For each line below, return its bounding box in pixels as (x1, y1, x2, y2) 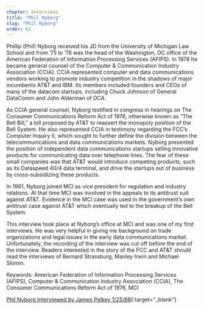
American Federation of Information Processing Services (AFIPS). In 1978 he (6, 55, 198, 63)
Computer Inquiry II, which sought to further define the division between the (6, 132, 197, 140)
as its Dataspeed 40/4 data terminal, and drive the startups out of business (6, 165, 195, 172)
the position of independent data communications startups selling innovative (6, 145, 199, 152)
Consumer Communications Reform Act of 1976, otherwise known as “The (6, 113, 193, 120)
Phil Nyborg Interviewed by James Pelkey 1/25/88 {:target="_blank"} (6, 296, 177, 304)
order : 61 (6, 26, 32, 32)
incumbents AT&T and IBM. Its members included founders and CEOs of (6, 82, 187, 89)
